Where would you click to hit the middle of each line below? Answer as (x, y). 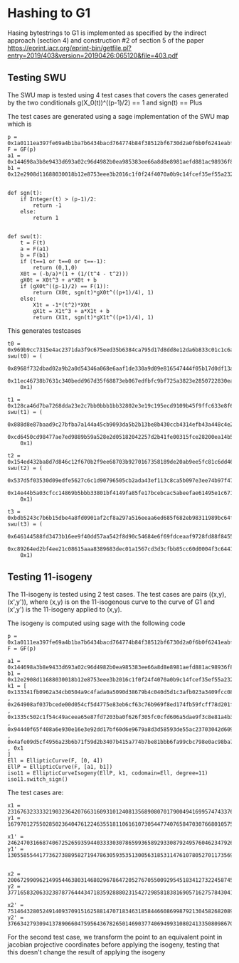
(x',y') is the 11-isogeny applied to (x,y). (65, 609)
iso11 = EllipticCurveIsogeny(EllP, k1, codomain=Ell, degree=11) (108, 773)
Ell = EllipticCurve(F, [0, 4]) (55, 760)
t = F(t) (33, 243)
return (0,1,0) (55, 267)
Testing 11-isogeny (50, 577)
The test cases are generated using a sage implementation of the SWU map (118, 116)
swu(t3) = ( (25, 524)
